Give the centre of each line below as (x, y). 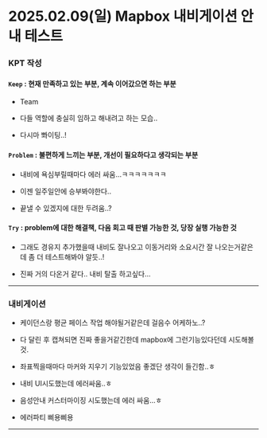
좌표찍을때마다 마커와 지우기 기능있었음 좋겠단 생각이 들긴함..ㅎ (118, 366)
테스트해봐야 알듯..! (75, 256)
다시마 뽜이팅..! (43, 135)
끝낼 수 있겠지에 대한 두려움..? (66, 208)
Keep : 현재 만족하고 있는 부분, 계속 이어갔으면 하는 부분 (92, 84)
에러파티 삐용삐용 (46, 417)
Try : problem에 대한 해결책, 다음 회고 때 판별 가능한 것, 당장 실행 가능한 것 (122, 228)
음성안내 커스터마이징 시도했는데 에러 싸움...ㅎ (91, 401)
